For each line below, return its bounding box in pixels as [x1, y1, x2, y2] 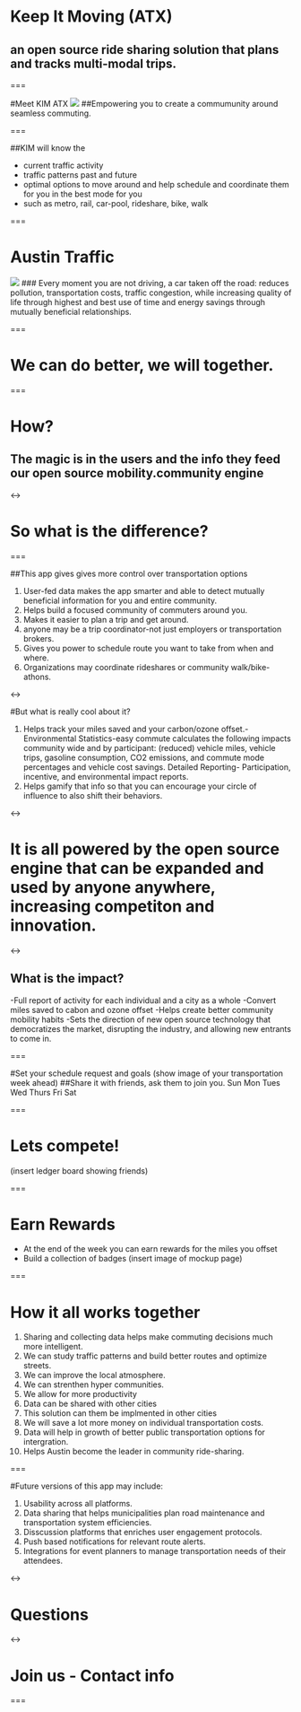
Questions [10, 1604, 89, 1625]
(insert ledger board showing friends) [10, 1165, 149, 1176]
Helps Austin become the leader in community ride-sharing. [22, 1446, 245, 1457]
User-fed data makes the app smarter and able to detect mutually [22, 585, 265, 596]
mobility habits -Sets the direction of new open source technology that [10, 1014, 271, 1025]
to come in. [10, 1033, 52, 1044]
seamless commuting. [10, 108, 92, 118]
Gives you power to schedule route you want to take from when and [22, 642, 274, 653]
